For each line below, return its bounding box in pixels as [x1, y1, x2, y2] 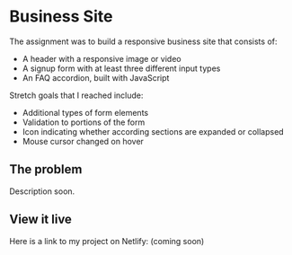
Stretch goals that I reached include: [9, 90, 144, 101]
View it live [9, 212, 72, 227]
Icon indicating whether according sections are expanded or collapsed [22, 126, 285, 136]
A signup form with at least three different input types [22, 63, 221, 74]
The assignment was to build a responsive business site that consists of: [9, 36, 278, 47]
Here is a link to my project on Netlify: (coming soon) [9, 235, 205, 246]
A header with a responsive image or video [22, 53, 181, 64]
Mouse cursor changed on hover [22, 136, 144, 146]
